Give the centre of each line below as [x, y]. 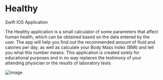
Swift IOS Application [27, 22]
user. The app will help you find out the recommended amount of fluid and [80, 42]
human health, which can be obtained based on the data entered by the [77, 37]
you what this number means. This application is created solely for [72, 53]
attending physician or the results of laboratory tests [58, 63]
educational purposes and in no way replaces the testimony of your [73, 57]
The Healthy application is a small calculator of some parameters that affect [82, 31]
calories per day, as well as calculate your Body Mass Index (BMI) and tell [79, 47]
